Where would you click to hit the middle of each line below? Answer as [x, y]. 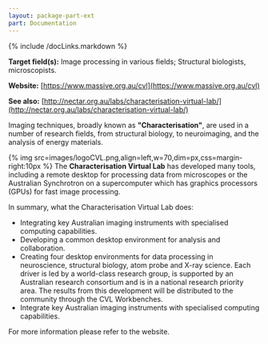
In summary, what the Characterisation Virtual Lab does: [101, 207]
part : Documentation [43, 23]
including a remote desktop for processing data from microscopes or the [128, 174]
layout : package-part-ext [51, 16]
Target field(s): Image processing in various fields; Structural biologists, [127, 62]
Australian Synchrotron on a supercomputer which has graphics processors [133, 183]
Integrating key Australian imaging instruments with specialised [124, 222]
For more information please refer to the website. [89, 331]
